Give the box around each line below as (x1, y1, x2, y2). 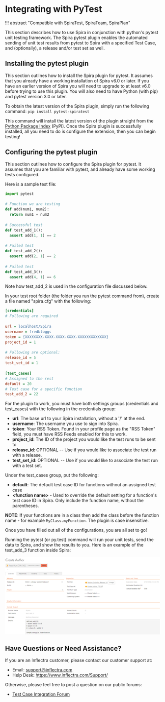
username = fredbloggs (5, 329, 52, 334)
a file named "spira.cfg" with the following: (5, 298, 92, 304)
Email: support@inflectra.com (12, 667, 73, 673)
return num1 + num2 (9, 212, 50, 217)
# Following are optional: (5, 350, 60, 355)
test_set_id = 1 (5, 360, 38, 366)
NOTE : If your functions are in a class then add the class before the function (5, 512, 159, 518)
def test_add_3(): (5, 269, 43, 274)
